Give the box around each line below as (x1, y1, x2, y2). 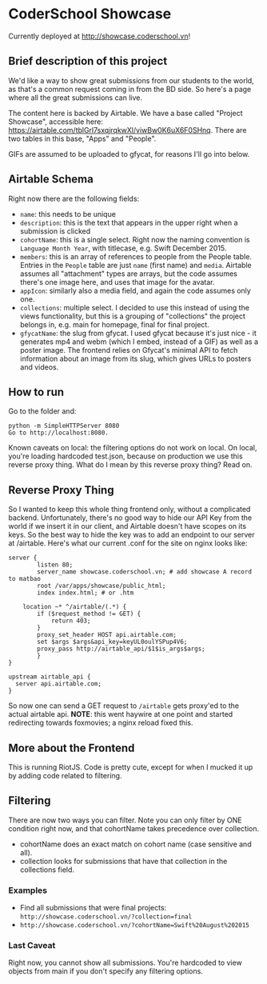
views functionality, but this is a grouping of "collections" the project (19, 311, 246, 321)
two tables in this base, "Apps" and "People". (8, 134, 157, 143)
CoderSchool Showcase (8, 5, 172, 23)
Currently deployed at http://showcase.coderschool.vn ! (8, 31, 190, 41)
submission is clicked (19, 226, 91, 236)
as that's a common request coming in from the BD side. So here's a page (8, 84, 252, 94)
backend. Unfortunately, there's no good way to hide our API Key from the (8, 513, 253, 522)
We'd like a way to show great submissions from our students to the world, (8, 75, 254, 85)
